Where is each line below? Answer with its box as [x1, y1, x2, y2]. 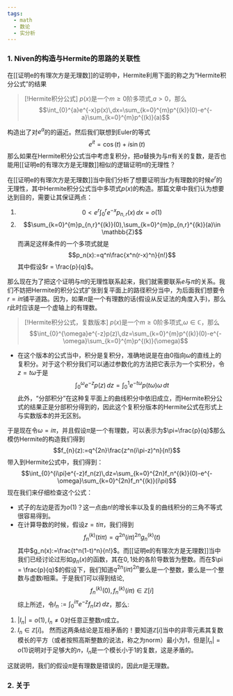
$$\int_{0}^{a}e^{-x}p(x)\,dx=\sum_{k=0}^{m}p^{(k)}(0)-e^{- [38, 106, 213, 114]
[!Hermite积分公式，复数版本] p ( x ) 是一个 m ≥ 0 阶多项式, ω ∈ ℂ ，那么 [24, 317, 220, 326]
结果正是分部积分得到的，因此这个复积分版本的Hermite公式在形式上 [29, 403, 224, 411]
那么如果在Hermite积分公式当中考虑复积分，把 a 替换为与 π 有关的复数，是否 [7, 151, 220, 160]
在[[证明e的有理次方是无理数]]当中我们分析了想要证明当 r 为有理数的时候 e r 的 [7, 174, 223, 184]
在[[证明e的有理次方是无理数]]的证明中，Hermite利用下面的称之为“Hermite [7, 71, 220, 79]
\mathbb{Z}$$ [101, 227, 143, 236]
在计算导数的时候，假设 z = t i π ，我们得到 [17, 520, 134, 529]
